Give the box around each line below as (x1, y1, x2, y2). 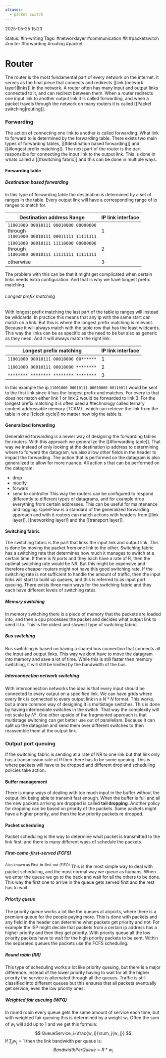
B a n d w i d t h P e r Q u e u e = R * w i (53, 1047, 113, 1054)
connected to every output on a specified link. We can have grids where (5, 691, 152, 697)
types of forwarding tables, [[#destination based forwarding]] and (5, 140, 140, 146)
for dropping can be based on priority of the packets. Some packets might (5, 806, 157, 812)
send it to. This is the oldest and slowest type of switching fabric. (5, 621, 138, 627)
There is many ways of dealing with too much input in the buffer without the (5, 790, 160, 796)
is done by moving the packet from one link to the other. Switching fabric (5, 545, 154, 551)
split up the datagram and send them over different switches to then (5, 722, 144, 728)
